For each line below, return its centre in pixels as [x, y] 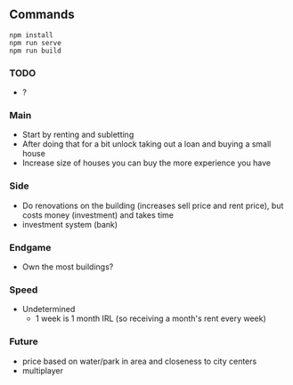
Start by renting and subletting [78, 135]
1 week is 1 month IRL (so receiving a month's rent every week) [151, 318]
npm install [31, 35]
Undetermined [49, 309]
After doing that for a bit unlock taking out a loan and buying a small [146, 144]
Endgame [30, 247]
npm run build [36, 51]
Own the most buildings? [68, 267]
